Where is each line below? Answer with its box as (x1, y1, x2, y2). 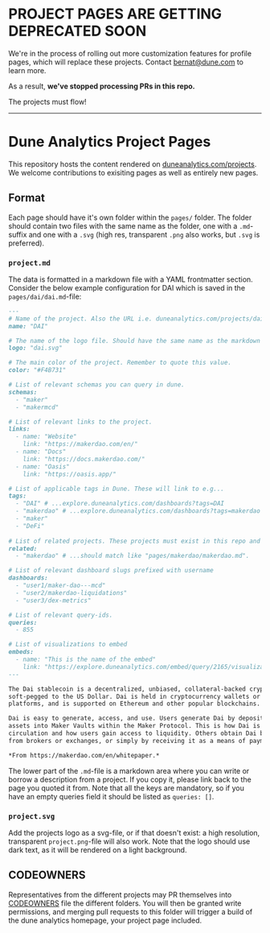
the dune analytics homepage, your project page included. (8, 915, 202, 925)
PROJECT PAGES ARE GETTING (8, 5, 223, 23)
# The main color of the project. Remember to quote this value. (8, 359, 231, 367)
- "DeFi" (15, 522, 45, 530)
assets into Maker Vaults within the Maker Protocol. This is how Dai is (8, 722, 261, 730)
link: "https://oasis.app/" (22, 470, 117, 478)
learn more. (8, 65, 47, 75)
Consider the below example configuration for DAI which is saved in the (8, 283, 246, 292)
